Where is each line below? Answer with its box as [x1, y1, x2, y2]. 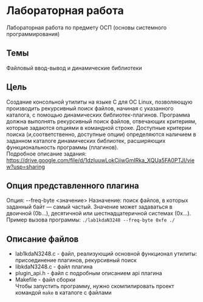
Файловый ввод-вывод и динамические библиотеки [6, 64, 142, 71]
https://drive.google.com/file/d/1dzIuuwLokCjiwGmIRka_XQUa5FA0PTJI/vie [6, 156, 195, 164]
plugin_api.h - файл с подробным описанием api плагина [15, 270, 162, 277]
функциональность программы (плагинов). [6, 143, 119, 151]
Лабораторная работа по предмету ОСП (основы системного [6, 24, 167, 31]
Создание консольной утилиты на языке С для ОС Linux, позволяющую [6, 98, 193, 106]
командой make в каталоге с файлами [15, 289, 112, 297]
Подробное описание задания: [6, 150, 87, 157]
